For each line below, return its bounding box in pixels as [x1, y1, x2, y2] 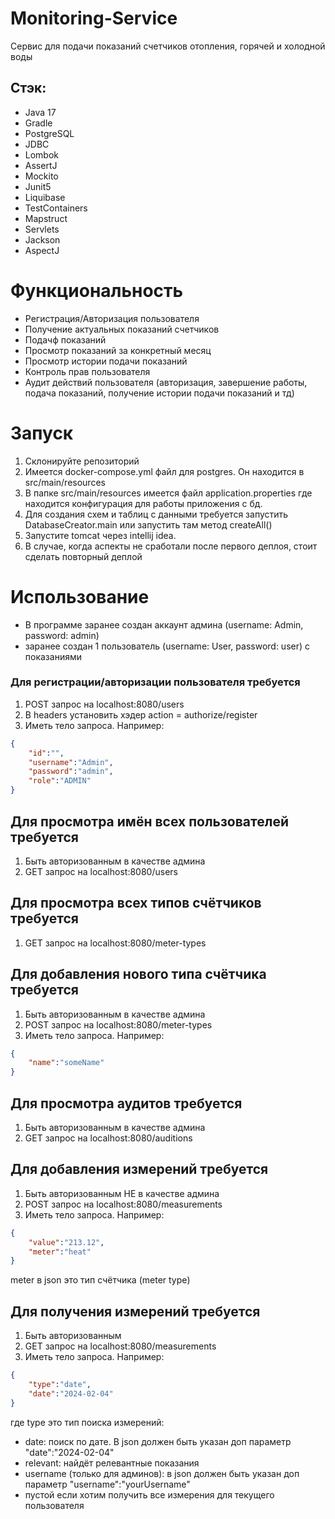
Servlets [24, 223, 60, 235]
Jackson [24, 233, 61, 246]
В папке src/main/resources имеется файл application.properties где [24, 487, 313, 499]
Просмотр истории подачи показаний [24, 355, 188, 367]
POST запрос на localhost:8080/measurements [24, 1198, 223, 1210]
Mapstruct [24, 212, 68, 224]
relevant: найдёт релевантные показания [24, 1457, 200, 1469]
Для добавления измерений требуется [10, 1161, 269, 1178]
